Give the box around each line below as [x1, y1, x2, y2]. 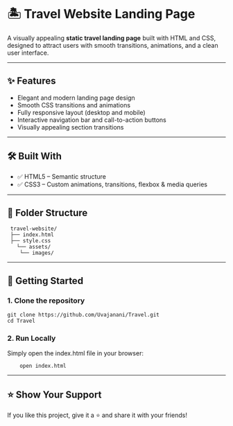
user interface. [7, 48, 49, 57]
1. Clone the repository [7, 296, 85, 305]
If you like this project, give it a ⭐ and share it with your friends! [7, 411, 187, 420]
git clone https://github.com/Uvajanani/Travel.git [7, 312, 159, 319]
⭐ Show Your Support [7, 389, 102, 400]
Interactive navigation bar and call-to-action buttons [17, 116, 166, 124]
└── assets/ [16, 244, 51, 251]
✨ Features [7, 75, 56, 87]
